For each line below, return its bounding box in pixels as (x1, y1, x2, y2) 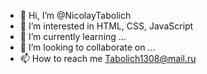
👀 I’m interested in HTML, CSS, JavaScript (19, 20, 194, 32)
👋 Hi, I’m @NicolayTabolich (19, 10, 132, 21)
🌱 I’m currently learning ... (19, 31, 127, 42)
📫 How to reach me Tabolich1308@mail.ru (19, 53, 197, 64)
